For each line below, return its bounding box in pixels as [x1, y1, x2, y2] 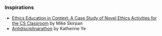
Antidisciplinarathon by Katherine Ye [11, 26, 86, 32]
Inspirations [4, 4, 34, 11]
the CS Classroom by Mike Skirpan [11, 20, 83, 26]
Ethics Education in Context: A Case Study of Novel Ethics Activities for [11, 15, 157, 21]
